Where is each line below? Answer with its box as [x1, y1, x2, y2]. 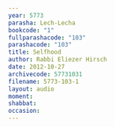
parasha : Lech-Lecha [8, 19, 76, 27]
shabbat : [8, 99, 37, 107]
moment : [8, 92, 34, 100]
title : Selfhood [8, 48, 61, 56]
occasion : [8, 107, 41, 115]
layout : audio [8, 84, 55, 93]
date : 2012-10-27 [8, 63, 65, 71]
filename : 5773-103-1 [8, 77, 80, 85]
